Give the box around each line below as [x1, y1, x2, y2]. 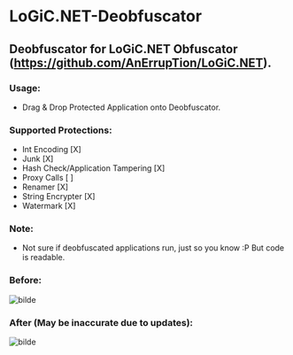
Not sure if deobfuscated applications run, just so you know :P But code [21, 243, 285, 253]
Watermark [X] [21, 201, 76, 212]
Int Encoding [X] [21, 144, 81, 155]
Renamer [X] [21, 181, 69, 192]
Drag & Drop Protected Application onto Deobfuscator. [21, 102, 221, 112]
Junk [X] [21, 153, 54, 165]
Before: [9, 274, 42, 287]
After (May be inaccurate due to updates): [9, 316, 193, 328]
